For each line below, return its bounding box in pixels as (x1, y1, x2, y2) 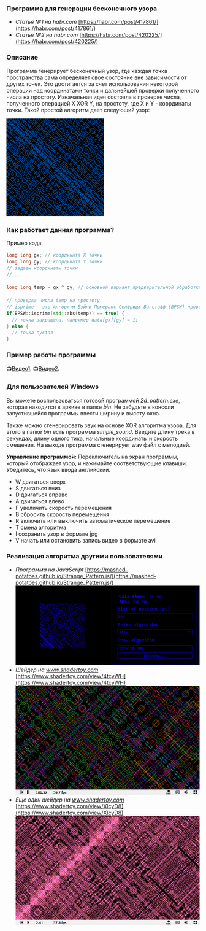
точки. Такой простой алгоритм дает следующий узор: (6, 106, 150, 114)
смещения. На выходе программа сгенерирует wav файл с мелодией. (6, 441, 191, 449)
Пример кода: (6, 239, 43, 247)
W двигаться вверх (15, 477, 66, 485)
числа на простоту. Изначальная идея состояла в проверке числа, (6, 93, 181, 101)
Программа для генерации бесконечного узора (6, 4, 158, 13)
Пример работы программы (6, 351, 96, 360)
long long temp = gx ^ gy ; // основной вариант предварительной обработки (6, 284, 202, 291)
